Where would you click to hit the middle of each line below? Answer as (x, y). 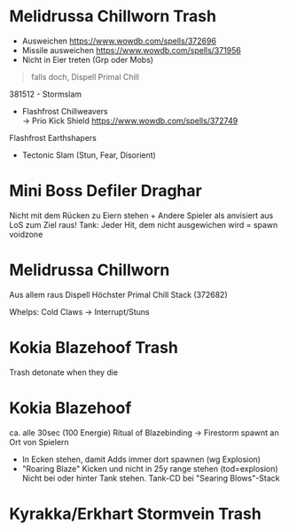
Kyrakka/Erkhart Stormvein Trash (135, 514)
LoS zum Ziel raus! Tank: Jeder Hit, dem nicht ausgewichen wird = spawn (144, 224)
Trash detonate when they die (64, 372)
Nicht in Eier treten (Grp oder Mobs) (87, 59)
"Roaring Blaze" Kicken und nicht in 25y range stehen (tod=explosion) (150, 468)
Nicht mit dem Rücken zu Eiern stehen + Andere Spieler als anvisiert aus (141, 215)
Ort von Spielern (39, 442)
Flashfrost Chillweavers (65, 111)
